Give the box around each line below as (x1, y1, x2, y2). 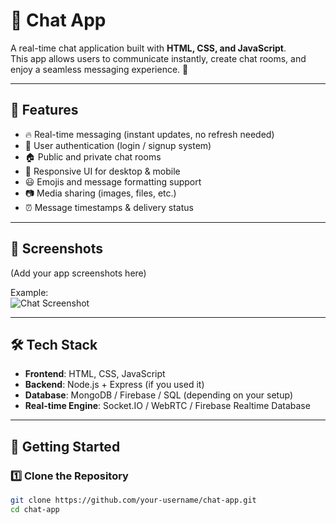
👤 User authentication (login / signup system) (24, 139, 212, 151)
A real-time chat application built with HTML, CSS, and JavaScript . (10, 42, 287, 54)
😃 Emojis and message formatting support (24, 175, 202, 188)
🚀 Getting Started (10, 438, 121, 455)
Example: (10, 286, 49, 298)
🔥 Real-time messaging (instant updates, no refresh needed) (24, 128, 275, 140)
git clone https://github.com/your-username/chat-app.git (10, 495, 257, 506)
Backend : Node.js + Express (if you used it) (24, 379, 205, 391)
